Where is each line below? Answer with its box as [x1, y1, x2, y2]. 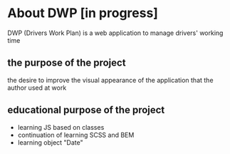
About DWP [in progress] [7, 5, 159, 21]
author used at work [7, 83, 67, 92]
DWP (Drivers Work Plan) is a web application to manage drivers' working [7, 29, 224, 37]
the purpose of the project [7, 57, 126, 69]
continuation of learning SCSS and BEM [17, 130, 135, 139]
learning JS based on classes [17, 123, 105, 131]
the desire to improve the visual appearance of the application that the [7, 76, 214, 84]
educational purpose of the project [7, 104, 165, 116]
